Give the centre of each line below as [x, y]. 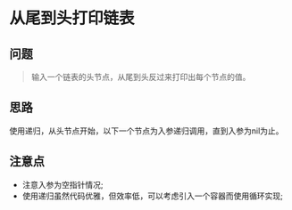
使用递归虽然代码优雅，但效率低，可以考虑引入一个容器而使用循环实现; [153, 196]
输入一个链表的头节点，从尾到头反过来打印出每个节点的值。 [141, 77]
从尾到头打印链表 [72, 18]
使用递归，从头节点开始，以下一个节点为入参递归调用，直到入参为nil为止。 [146, 131]
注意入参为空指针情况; [63, 184]
